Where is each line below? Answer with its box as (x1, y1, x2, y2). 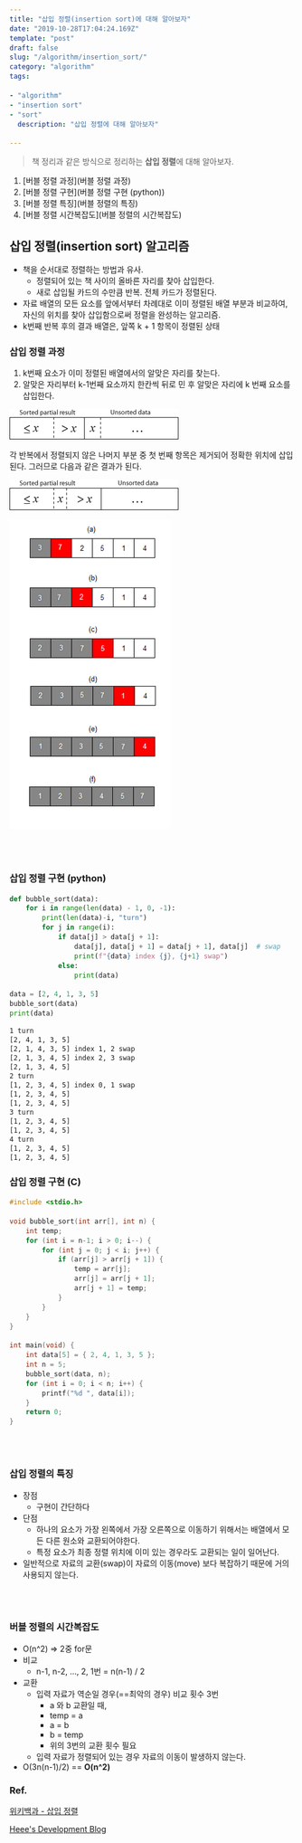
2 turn (9, 1071, 34, 1080)
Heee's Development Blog (9, 1824, 107, 1835)
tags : (9, 72, 30, 81)
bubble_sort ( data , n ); (25, 1369, 111, 1379)
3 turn (9, 1107, 34, 1116)
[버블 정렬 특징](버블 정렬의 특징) (22, 198, 138, 209)
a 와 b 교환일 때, (49, 1699, 108, 1710)
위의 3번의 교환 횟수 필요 (49, 1740, 137, 1751)
